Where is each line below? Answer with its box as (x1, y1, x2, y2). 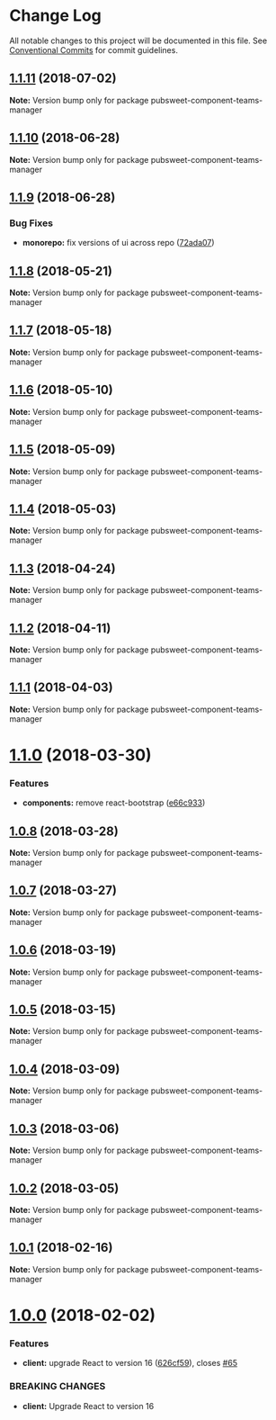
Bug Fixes (9, 217, 54, 229)
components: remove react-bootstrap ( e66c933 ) (22, 797, 206, 808)
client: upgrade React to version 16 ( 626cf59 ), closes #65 (22, 1358, 238, 1369)
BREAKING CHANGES (9, 1380, 106, 1393)
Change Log (9, 5, 102, 26)
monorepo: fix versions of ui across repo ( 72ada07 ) (22, 238, 215, 248)
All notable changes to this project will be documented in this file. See (9, 35, 268, 46)
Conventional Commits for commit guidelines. (9, 44, 178, 55)
